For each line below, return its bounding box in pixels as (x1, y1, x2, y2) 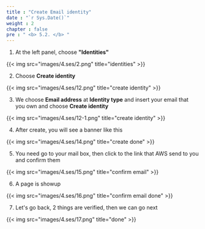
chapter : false (6, 26, 48, 32)
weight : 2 (6, 20, 34, 26)
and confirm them (15, 157, 61, 164)
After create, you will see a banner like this (15, 126, 123, 133)
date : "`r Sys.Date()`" (6, 15, 70, 21)
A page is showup (15, 180, 61, 187)
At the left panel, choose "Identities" (15, 48, 109, 56)
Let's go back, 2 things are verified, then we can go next (15, 204, 158, 211)
